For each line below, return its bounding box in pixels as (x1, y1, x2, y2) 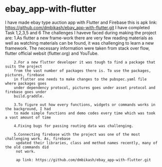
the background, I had (5, 106, 51, 111)
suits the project (5, 64, 42, 69)
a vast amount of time (5, 115, 51, 120)
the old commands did (5, 145, 49, 150)
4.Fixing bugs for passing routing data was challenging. (14, 123, 134, 128)
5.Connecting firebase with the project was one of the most (14, 132, 140, 137)
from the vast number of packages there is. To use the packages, (14, 68, 151, 73)
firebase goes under (5, 89, 47, 94)
